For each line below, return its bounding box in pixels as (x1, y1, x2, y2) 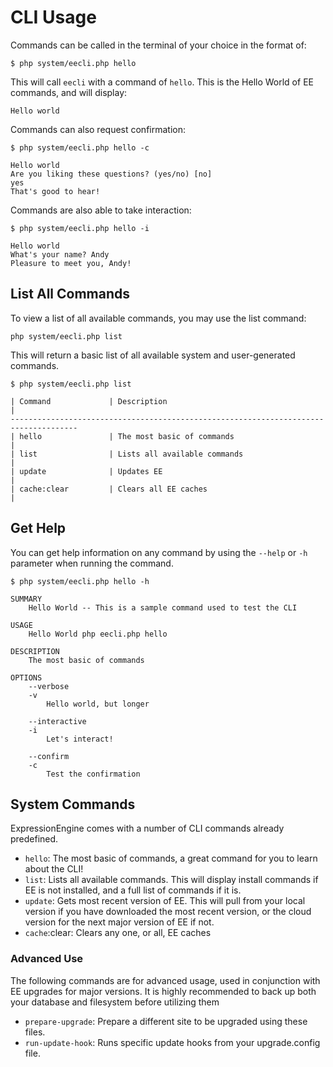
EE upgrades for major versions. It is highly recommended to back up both (10, 985, 317, 997)
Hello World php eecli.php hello (28, 629, 168, 639)
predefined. (10, 833, 59, 845)
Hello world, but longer (46, 699, 150, 709)
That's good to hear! (10, 186, 101, 196)
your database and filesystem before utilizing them (10, 996, 220, 1008)
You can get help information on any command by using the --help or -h (10, 546, 308, 558)
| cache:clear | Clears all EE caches (10, 484, 208, 494)
